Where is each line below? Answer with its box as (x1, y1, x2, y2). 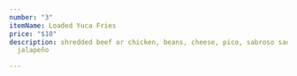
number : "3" (9, 12, 53, 22)
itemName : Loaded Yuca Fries (9, 21, 117, 30)
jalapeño (17, 46, 49, 55)
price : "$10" (9, 29, 57, 38)
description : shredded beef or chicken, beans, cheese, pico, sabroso (9, 37, 275, 47)
